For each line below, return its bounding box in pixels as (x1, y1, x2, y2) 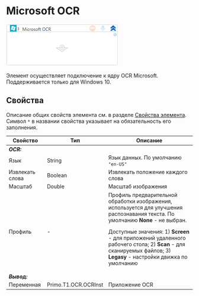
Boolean (47, 171, 68, 179)
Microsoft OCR (6, 4, 80, 18)
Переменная (8, 281, 41, 288)
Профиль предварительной (108, 191, 178, 198)
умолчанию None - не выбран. (108, 217, 187, 224)
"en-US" (108, 161, 127, 167)
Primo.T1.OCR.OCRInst (47, 281, 104, 288)
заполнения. (6, 123, 38, 131)
